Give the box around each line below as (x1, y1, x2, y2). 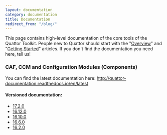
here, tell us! (5, 51, 31, 57)
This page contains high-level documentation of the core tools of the (5, 35, 147, 41)
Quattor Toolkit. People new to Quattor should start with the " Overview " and (5, 41, 162, 47)
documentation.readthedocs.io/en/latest (5, 80, 89, 86)
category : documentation (5, 12, 57, 17)
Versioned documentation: (5, 92, 63, 98)
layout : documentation (5, 7, 53, 13)
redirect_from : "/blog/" (5, 21, 57, 27)
